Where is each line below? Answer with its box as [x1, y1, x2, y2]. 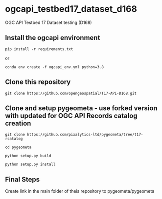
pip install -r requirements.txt [5, 46, 73, 52]
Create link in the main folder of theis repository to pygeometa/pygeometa [5, 188, 155, 194]
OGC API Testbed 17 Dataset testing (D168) [5, 20, 92, 25]
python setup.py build [5, 154, 51, 159]
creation [5, 119, 31, 127]
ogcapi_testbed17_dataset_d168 [5, 3, 137, 15]
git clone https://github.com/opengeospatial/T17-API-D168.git [5, 91, 137, 96]
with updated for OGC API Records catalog [5, 111, 138, 120]
